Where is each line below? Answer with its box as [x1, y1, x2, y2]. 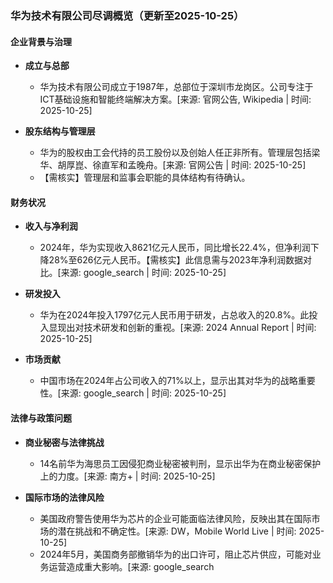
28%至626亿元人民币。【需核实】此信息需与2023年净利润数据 [48, 254, 303, 266]
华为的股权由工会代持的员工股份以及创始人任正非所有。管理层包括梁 [39, 147, 321, 159]
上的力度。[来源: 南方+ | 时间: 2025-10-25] [39, 470, 216, 482]
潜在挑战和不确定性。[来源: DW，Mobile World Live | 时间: [57, 525, 297, 537]
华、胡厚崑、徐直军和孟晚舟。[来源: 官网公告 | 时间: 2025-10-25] [39, 159, 307, 171]
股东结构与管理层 [24, 125, 96, 137]
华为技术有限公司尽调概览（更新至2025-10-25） [10, 8, 245, 22]
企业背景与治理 [10, 35, 72, 47]
